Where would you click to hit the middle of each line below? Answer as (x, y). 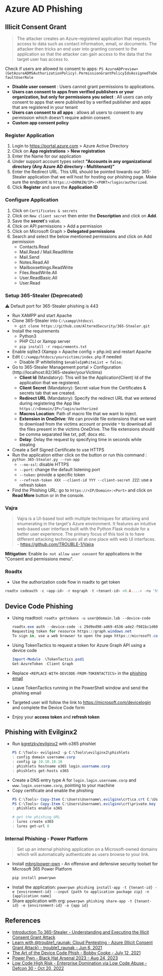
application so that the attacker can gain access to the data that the (84, 54)
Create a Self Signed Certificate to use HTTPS (58, 450)
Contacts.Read (34, 247)
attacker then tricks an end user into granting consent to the (77, 49)
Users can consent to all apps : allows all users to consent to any (77, 112)
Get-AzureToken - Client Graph (43, 664)
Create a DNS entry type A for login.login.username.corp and (74, 780)
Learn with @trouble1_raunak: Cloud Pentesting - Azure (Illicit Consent (82, 942)
